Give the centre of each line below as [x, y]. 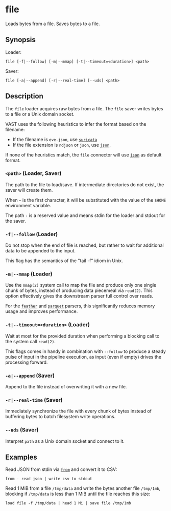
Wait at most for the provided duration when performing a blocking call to [82, 336]
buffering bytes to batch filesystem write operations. [60, 417]
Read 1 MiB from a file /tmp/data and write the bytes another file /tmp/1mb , [83, 488]
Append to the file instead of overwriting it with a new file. [66, 387]
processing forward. [27, 362]
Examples [21, 457]
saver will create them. [29, 190]
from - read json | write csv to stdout [49, 479]
